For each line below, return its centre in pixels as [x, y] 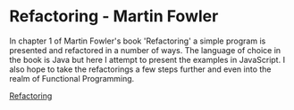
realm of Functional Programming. [72, 78]
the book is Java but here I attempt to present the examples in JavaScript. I [147, 59]
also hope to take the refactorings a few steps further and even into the [140, 69]
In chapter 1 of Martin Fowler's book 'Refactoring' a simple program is [138, 41]
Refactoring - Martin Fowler [114, 16]
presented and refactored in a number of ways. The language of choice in [145, 50]
